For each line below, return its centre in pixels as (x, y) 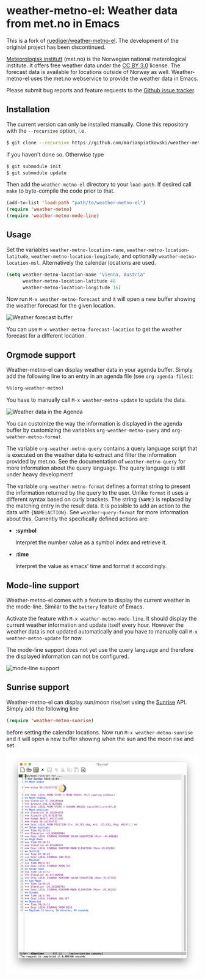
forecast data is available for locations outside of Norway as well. (88, 72)
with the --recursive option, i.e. (46, 131)
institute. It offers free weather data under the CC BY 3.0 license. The (93, 65)
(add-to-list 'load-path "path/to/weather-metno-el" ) (76, 203)
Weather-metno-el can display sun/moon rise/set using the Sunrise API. (97, 702)
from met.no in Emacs (63, 24)
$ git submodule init (34, 166)
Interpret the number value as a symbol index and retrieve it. (91, 542)
